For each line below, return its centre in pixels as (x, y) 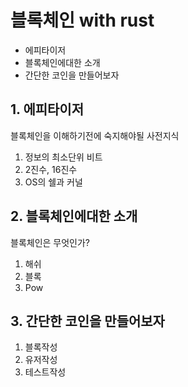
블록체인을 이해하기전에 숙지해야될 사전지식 (95, 135)
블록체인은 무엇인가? (50, 242)
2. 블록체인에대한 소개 (74, 216)
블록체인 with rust (82, 20)
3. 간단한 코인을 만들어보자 (87, 321)
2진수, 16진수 (51, 169)
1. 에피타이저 (47, 109)
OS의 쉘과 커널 (53, 182)
